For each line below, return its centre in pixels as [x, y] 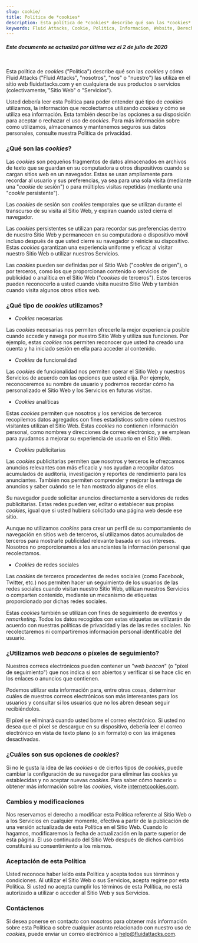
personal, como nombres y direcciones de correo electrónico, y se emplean [98, 432]
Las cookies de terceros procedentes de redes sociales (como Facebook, [95, 576]
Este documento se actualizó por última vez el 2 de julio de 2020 [87, 47]
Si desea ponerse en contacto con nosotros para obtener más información [97, 921]
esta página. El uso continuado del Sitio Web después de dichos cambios [95, 840]
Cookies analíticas [37, 402]
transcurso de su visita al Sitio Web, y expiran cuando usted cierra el [89, 210]
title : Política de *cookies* [43, 17]
